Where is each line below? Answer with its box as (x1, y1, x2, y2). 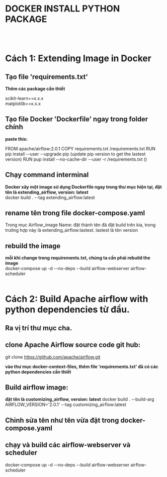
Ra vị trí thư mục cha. (5, 324, 72, 332)
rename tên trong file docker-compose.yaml (5, 208, 145, 217)
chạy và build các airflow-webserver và (5, 441, 131, 449)
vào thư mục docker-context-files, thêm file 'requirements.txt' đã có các (5, 364, 159, 370)
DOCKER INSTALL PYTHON (5, 3, 120, 14)
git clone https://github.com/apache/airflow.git (5, 354, 100, 360)
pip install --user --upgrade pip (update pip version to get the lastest (5, 151, 146, 157)
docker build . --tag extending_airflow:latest (5, 194, 95, 200)
